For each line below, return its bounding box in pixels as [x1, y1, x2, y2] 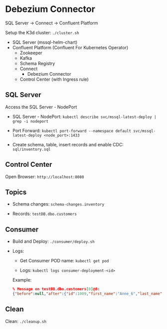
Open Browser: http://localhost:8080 [5, 173, 84, 180]
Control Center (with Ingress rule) [19, 76, 89, 82]
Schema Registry [19, 60, 55, 66]
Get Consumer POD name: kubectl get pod [19, 258, 109, 264]
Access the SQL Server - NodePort [5, 104, 77, 110]
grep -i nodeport [12, 118, 49, 124]
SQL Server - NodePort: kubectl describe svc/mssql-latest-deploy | [12, 113, 157, 119]
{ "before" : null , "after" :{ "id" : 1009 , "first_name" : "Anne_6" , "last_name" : [12, 291, 165, 297]
